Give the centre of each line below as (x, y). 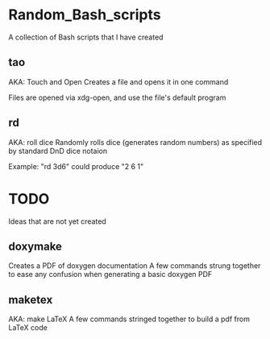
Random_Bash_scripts (85, 15)
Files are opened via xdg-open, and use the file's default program (117, 97)
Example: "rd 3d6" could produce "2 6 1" (76, 166)
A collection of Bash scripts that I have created (86, 37)
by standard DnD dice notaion (58, 151)
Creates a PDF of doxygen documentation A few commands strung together (135, 266)
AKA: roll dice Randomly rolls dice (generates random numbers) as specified (135, 142)
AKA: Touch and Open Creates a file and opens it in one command (118, 81)
